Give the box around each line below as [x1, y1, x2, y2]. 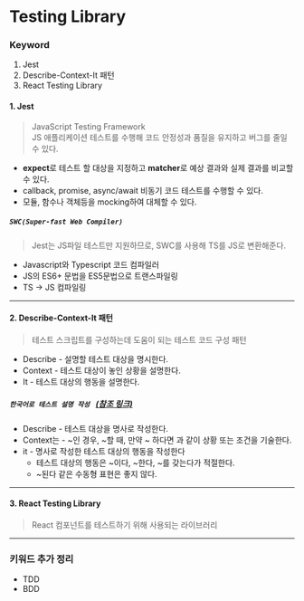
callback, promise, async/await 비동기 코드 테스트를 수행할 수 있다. [22, 185, 264, 196]
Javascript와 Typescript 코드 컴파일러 [22, 259, 160, 270]
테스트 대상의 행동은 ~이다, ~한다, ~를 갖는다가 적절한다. [35, 457, 235, 468]
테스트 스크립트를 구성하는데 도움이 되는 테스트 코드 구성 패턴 [31, 334, 247, 345]
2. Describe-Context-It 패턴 [9, 312, 113, 323]
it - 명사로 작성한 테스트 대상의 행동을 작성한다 [22, 445, 185, 456]
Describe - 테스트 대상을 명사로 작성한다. [22, 423, 169, 434]
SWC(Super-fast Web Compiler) [9, 217, 124, 227]
